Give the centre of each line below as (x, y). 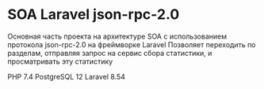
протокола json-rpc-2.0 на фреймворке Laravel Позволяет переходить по (132, 44)
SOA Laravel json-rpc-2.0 (94, 15)
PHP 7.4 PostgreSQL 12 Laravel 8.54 (67, 76)
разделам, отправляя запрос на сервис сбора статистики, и (110, 53)
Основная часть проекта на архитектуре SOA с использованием (117, 36)
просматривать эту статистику (60, 61)
